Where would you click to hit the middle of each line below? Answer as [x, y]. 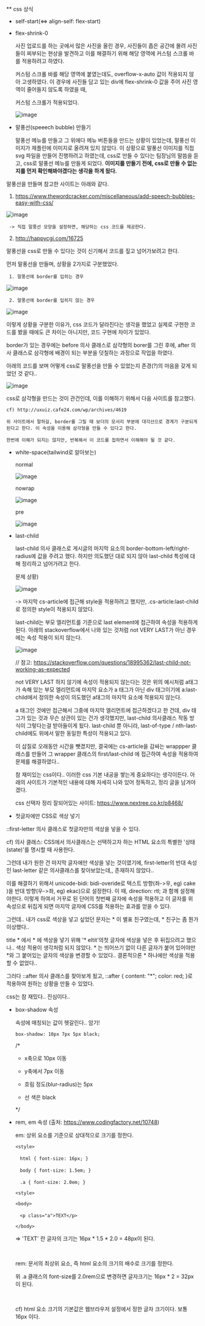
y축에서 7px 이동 [44, 1071]
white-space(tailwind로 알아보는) [56, 452]
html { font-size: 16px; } [54, 1159]
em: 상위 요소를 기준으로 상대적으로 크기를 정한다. [74, 1135]
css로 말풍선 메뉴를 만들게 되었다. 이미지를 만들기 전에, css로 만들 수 [105, 163]
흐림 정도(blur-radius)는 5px [59, 1084]
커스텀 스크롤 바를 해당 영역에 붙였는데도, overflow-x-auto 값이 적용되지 [101, 74]
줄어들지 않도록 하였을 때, [57, 89]
